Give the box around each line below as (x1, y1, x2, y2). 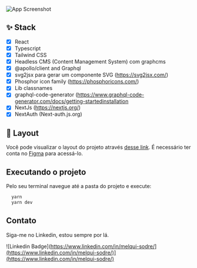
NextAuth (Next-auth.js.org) (14, 110, 82, 118)
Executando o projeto (6, 167, 86, 177)
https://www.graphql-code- (77, 91, 145, 98)
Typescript (14, 45, 41, 52)
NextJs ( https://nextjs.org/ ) (14, 104, 81, 111)
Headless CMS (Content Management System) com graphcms (14, 58, 166, 65)
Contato (6, 216, 36, 226)
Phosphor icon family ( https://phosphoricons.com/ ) (14, 78, 139, 85)
